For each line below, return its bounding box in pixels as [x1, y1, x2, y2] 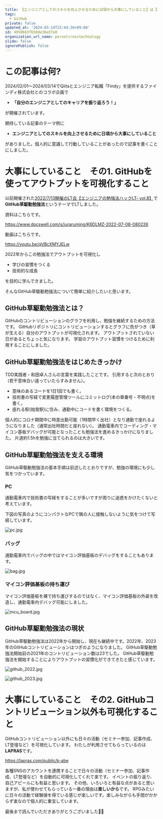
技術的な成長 [12, 268, 38, 273]
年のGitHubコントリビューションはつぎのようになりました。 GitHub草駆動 [5, 644, 153, 650]
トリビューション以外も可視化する [14, 706, 149, 717]
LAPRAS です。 [5, 748, 35, 754]
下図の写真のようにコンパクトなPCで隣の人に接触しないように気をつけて [5, 511, 151, 517]
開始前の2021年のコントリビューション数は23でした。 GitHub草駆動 [13, 650, 150, 656]
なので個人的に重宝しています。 [17, 798, 81, 804]
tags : [5, 12, 16, 17]
